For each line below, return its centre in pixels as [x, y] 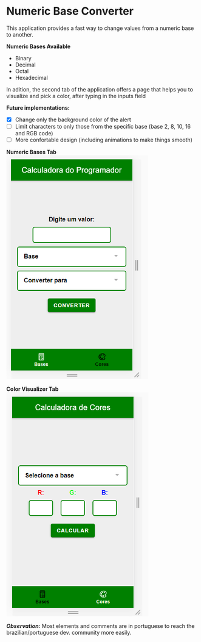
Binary [23, 58]
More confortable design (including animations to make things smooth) [104, 140]
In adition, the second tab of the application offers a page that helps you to [100, 89]
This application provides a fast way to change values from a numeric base [100, 28]
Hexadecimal [32, 77]
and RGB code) [34, 134]
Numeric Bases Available [39, 46]
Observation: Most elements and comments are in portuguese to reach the [101, 626]
